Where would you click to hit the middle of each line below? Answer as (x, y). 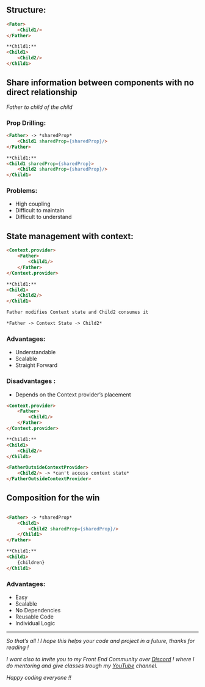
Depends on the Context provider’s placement (73, 395)
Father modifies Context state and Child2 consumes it (77, 312)
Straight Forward (36, 365)
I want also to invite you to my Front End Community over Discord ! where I (100, 659)
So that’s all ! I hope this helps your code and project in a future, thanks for (101, 641)
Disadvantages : (31, 381)
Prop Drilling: (26, 123)
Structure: (26, 10)
